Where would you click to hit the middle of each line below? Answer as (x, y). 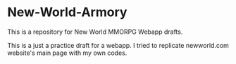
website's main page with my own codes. (67, 53)
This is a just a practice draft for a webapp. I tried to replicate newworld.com (118, 45)
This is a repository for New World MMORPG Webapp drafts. (95, 32)
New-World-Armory (67, 12)
